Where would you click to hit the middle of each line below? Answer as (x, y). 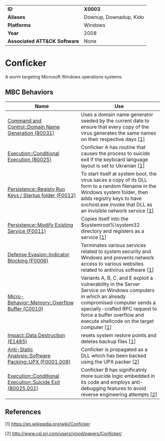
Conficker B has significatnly (114, 369)
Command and (25, 120)
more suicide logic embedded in (118, 376)
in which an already (103, 296)
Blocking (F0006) (28, 260)
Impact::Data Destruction (36, 335)
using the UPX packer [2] (110, 362)
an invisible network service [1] (117, 211)
